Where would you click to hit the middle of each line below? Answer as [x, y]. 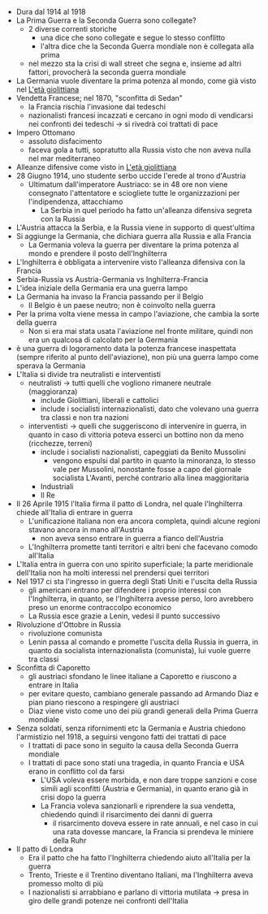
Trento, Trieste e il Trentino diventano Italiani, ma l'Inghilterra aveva [140, 875]
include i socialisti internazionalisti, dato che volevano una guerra [149, 409]
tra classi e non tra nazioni [84, 417]
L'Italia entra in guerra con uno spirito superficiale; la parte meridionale [134, 564]
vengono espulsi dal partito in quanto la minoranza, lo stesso [154, 461]
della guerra [36, 323]
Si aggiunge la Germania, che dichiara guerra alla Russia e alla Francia [134, 236]
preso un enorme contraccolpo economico [100, 607]
